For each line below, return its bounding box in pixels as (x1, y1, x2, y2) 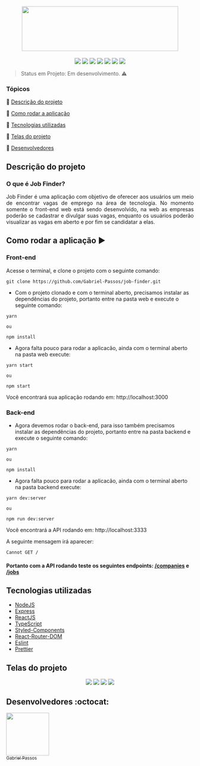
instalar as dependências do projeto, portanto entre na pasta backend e (14, 428, 191, 435)
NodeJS (14, 601, 35, 608)
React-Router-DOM (14, 633, 62, 640)
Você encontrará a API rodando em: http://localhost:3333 (6, 526, 147, 533)
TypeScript (14, 620, 42, 627)
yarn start (6, 362, 33, 368)
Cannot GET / (6, 549, 39, 555)
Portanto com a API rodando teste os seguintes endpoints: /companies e (6, 562, 189, 569)
